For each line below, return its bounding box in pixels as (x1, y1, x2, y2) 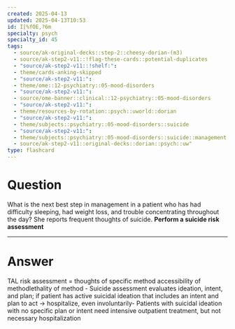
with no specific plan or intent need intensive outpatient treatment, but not (7, 306, 222, 315)
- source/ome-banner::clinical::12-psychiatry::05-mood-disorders (13, 95, 211, 102)
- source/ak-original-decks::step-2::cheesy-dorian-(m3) (13, 50, 183, 57)
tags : (7, 43, 23, 50)
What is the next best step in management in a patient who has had (7, 200, 201, 209)
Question (7, 177, 62, 193)
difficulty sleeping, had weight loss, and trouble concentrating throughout (7, 207, 220, 216)
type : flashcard (7, 147, 55, 154)
